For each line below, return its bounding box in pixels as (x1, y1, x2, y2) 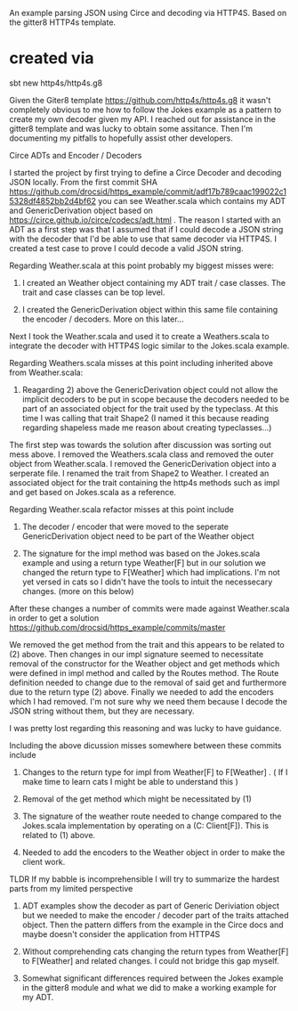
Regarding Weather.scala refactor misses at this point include (9, 503, 234, 515)
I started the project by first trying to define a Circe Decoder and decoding (9, 167, 282, 177)
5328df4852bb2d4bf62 (9, 195, 96, 206)
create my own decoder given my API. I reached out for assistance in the (9, 113, 276, 124)
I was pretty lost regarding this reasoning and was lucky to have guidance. (9, 722, 282, 733)
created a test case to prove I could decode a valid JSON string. (9, 242, 244, 253)
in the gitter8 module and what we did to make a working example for (21, 982, 278, 992)
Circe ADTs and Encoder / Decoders (9, 150, 142, 160)
